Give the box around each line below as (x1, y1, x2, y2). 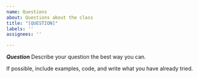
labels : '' (6, 25, 34, 32)
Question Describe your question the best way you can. (6, 53, 147, 60)
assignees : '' (6, 31, 42, 37)
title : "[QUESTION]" (6, 20, 59, 26)
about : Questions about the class (6, 15, 94, 21)
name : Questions (6, 8, 47, 15)
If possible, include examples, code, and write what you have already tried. (6, 65, 193, 73)
